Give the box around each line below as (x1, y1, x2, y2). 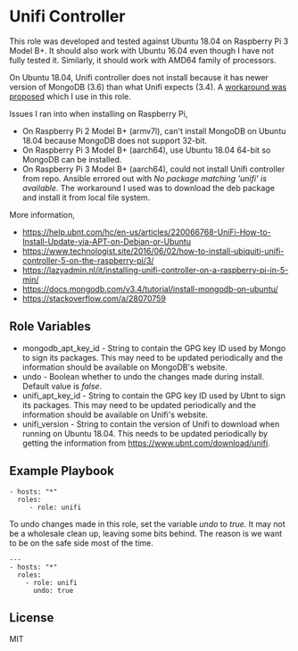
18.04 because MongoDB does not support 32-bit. (21, 135, 208, 146)
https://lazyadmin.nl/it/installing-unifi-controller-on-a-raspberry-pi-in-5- (21, 264, 289, 275)
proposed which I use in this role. (9, 91, 132, 102)
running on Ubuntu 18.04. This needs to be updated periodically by (21, 428, 269, 438)
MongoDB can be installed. (21, 154, 122, 164)
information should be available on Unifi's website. (21, 409, 208, 420)
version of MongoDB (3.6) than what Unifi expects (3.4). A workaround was (9, 81, 287, 92)
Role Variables (9, 319, 91, 334)
